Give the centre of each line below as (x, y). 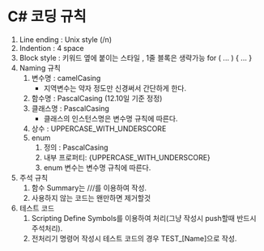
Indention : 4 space (51, 48)
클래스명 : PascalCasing (70, 108)
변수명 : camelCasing (66, 78)
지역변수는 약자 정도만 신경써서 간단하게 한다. (115, 88)
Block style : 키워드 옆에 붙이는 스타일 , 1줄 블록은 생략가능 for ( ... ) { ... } (136, 57)
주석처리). (47, 228)
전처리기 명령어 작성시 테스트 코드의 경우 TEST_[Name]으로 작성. (134, 238)
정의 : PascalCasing (76, 147)
